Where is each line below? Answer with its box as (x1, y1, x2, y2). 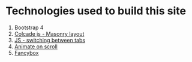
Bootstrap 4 (14, 24, 44, 31)
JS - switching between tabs (14, 36, 85, 44)
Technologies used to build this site (5, 4, 187, 18)
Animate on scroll (14, 43, 58, 50)
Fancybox (14, 49, 39, 56)
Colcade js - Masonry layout (14, 30, 85, 37)
